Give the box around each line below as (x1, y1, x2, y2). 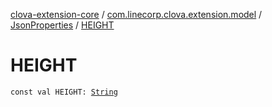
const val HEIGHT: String (10, 87, 118, 97)
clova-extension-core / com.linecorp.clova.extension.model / (10, 9, 263, 20)
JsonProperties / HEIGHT (10, 19, 115, 31)
